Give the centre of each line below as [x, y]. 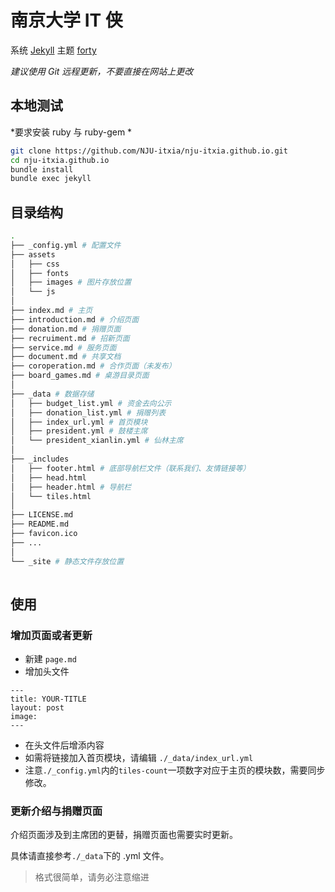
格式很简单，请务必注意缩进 [92, 877]
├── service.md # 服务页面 [63, 347]
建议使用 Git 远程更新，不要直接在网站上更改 [102, 71]
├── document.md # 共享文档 [66, 357]
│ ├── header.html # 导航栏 [71, 487]
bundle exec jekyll [51, 179]
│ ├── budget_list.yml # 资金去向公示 [91, 403]
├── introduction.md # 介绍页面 [75, 319]
